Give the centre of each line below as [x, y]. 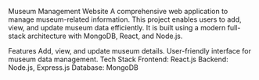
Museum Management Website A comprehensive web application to [118, 11]
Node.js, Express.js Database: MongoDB [73, 68]
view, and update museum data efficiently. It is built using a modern [117, 28]
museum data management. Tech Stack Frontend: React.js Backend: [118, 59]
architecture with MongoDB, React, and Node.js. [105, 36]
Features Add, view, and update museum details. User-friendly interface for [130, 51]
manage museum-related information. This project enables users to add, [125, 19]
